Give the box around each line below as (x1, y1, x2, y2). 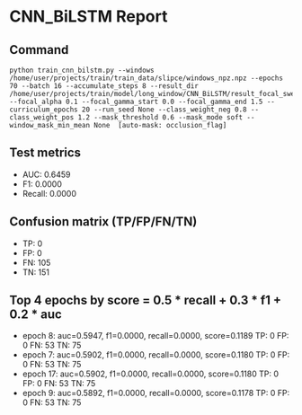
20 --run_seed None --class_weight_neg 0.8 (81, 105, 247, 114)
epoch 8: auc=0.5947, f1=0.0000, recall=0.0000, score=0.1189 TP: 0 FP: (22, 331, 289, 341)
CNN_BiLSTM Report (9, 6, 168, 27)
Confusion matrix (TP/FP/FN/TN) (9, 214, 198, 230)
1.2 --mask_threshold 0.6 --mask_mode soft (77, 113, 244, 122)
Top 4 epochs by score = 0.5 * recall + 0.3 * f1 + (9, 293, 281, 308)
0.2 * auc (9, 307, 63, 322)
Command (9, 42, 69, 57)
